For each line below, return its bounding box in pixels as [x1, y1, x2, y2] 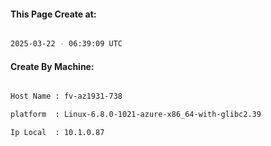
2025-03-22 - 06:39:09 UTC [10, 39, 123, 49]
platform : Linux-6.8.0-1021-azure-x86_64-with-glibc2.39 [10, 110, 262, 120]
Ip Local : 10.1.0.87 [10, 128, 105, 138]
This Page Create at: [10, 8, 97, 20]
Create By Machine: [10, 60, 95, 72]
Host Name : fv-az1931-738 [10, 91, 123, 102]
